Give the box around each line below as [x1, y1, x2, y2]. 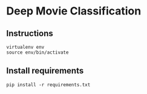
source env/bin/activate [6, 49, 69, 55]
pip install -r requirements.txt [6, 81, 91, 88]
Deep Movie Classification [6, 4, 142, 18]
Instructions [6, 28, 53, 39]
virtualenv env [6, 44, 45, 50]
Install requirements [6, 66, 84, 76]
